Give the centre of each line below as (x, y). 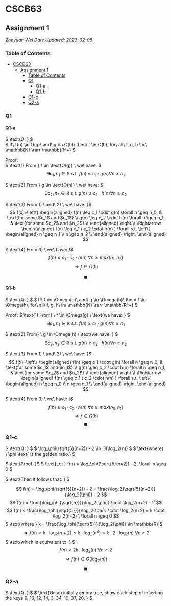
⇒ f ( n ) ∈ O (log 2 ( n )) (87, 559)
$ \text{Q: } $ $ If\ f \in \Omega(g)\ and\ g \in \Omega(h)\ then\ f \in (76, 300)
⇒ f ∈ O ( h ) (87, 266)
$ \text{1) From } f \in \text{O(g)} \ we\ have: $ (53, 165)
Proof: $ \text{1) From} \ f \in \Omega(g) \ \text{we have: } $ (68, 315)
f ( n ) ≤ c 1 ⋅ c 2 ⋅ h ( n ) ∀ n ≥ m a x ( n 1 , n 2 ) (86, 258)
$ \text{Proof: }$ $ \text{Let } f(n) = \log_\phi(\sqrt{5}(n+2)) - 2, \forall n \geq (86, 464)
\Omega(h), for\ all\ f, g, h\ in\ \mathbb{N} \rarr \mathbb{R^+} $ (71, 305)
